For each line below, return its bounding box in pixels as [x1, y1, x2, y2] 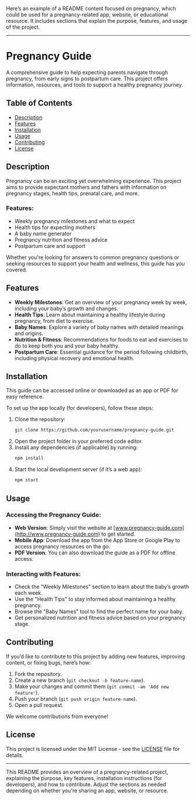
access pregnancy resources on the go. [14, 543, 111, 550]
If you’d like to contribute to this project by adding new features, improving [6, 653, 185, 660]
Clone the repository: [14, 416, 66, 423]
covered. [6, 266, 27, 273]
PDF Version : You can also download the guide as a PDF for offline [14, 549, 176, 556]
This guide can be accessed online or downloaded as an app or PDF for [6, 387, 178, 394]
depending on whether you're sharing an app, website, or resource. [6, 787, 169, 794]
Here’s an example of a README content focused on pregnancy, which [6, 5, 176, 12]
